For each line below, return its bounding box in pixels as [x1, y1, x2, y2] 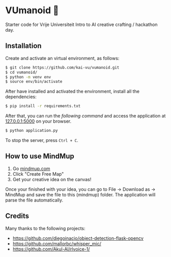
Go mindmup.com [12, 165, 50, 172]
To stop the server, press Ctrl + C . [5, 137, 78, 143]
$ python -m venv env [5, 74, 51, 79]
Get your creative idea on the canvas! [12, 176, 92, 182]
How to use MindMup [5, 152, 75, 161]
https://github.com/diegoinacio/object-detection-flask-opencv [12, 235, 144, 241]
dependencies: [5, 94, 37, 100]
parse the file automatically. [5, 197, 64, 203]
